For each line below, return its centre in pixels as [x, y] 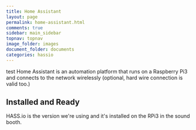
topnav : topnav [25, 38]
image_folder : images [32, 44]
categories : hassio [30, 55]
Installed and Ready [43, 102]
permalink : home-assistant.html [45, 22]
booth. [14, 122]
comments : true [25, 28]
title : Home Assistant [34, 11]
